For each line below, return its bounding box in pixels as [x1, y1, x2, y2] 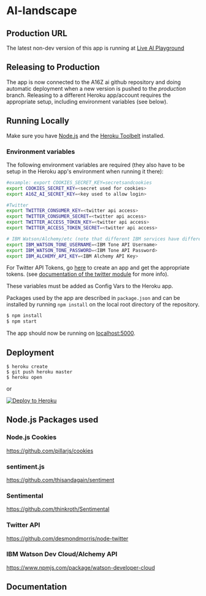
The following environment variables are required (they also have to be [6, 161, 185, 169]
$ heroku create [6, 363, 48, 370]
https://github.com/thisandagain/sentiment [6, 476, 115, 483]
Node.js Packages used [6, 415, 99, 425]
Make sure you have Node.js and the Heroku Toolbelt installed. [6, 132, 165, 139]
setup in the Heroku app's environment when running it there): [6, 167, 164, 175]
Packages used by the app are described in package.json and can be [6, 294, 180, 302]
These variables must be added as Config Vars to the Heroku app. [6, 283, 174, 290]
